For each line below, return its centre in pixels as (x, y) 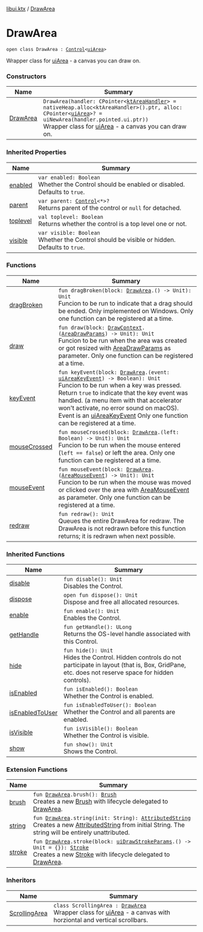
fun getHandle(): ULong (97, 627)
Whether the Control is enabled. (108, 696)
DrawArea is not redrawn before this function (122, 528)
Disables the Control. (93, 586)
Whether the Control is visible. (106, 736)
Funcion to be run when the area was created (123, 340)
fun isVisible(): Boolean (100, 729)
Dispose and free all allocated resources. (121, 602)
